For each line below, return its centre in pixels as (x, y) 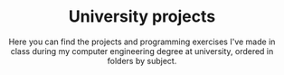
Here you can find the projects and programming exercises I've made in (142, 42)
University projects (142, 17)
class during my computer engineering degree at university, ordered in (142, 51)
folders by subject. (142, 61)
